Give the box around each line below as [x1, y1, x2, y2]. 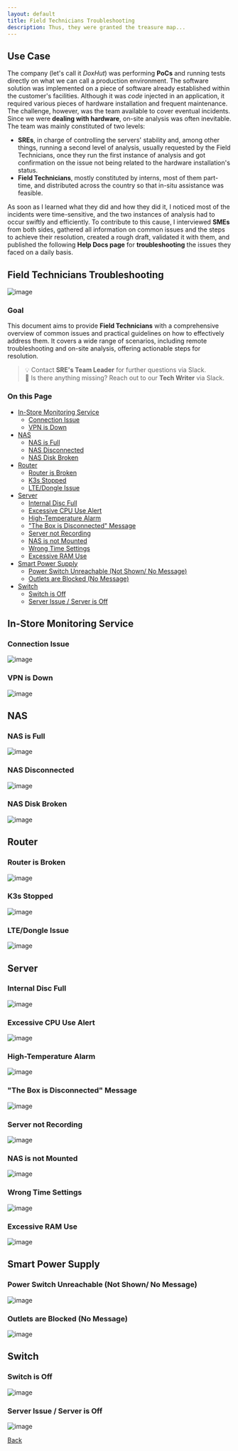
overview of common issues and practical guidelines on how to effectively [7, 329, 225, 338]
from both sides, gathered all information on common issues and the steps [7, 225, 225, 234]
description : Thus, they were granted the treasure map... [7, 24, 186, 31]
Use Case [7, 50, 51, 62]
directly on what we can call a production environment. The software [7, 76, 209, 86]
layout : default [7, 10, 55, 18]
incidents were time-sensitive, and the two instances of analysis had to [7, 210, 215, 219]
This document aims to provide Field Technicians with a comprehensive [7, 321, 219, 330]
